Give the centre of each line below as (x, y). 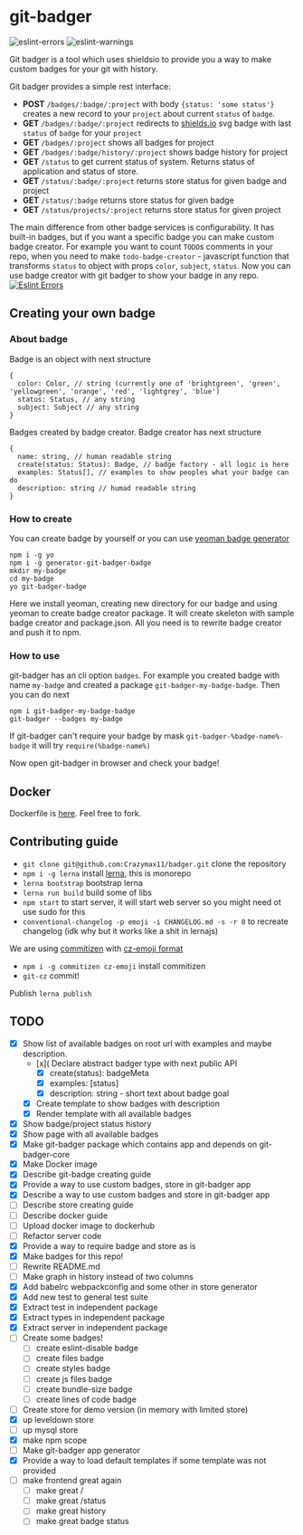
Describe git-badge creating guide (87, 1175)
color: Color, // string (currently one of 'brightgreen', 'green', (149, 383)
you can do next (39, 695)
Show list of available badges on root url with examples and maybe (147, 1044)
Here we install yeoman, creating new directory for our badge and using (143, 603)
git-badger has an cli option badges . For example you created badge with (145, 675)
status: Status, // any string (76, 399)
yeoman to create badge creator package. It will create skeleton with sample (152, 613)
